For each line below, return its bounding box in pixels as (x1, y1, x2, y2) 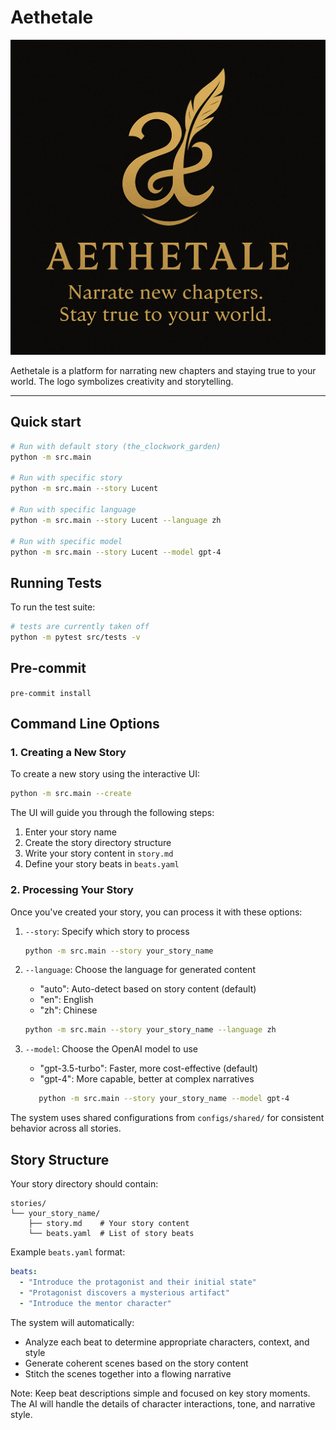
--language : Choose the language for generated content (24, 964, 256, 976)
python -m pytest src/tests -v (10, 632, 141, 643)
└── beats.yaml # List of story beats (28, 1229, 195, 1239)
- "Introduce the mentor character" (19, 1298, 172, 1308)
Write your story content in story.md (24, 847, 174, 860)
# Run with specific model (10, 536, 123, 546)
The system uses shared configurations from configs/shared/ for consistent (10, 1112, 325, 1124)
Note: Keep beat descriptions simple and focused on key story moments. (10, 1387, 311, 1399)
